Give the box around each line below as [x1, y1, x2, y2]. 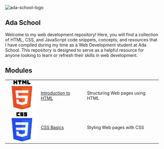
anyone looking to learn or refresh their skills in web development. [5, 52, 138, 58]
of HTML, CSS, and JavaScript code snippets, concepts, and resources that [5, 37, 158, 42]
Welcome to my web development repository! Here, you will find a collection [5, 32, 159, 37]
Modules [5, 66, 33, 75]
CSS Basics [41, 124, 64, 130]
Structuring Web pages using [87, 90, 145, 96]
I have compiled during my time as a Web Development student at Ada [5, 42, 146, 48]
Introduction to [41, 90, 71, 96]
